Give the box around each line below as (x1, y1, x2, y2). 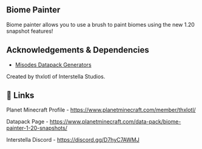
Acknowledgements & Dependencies (6, 45, 150, 55)
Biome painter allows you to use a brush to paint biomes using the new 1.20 (6, 21, 195, 28)
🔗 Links (6, 90, 35, 101)
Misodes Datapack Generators (15, 61, 92, 68)
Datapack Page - (6, 118, 49, 125)
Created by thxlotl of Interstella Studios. (6, 73, 106, 80)
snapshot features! (6, 27, 53, 35)
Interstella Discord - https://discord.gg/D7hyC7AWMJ (6, 136, 140, 144)
